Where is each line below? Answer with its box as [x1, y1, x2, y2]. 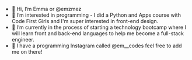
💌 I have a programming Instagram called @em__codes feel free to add [11, 42, 182, 49]
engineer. [11, 36, 35, 43]
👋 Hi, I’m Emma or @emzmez [11, 6, 82, 12]
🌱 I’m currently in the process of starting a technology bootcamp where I [11, 24, 187, 31]
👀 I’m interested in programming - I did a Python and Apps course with [11, 12, 181, 18]
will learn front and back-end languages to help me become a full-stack [11, 30, 184, 37]
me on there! [11, 48, 43, 55]
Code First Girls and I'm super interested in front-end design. [11, 18, 159, 24]
